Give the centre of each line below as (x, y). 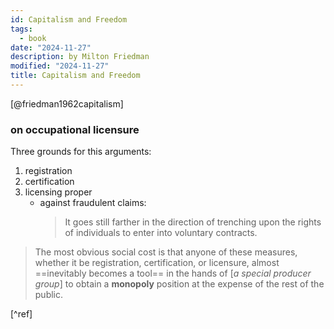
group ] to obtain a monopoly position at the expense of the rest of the (179, 284)
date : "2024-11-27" (51, 47)
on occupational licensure (75, 129)
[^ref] (21, 314)
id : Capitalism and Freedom (69, 19)
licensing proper (58, 192)
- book (33, 38)
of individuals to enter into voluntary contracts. (161, 233)
